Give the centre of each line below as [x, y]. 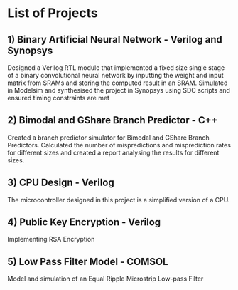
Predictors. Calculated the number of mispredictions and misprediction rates [119, 145]
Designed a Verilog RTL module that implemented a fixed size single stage [116, 68]
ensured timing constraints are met [59, 98]
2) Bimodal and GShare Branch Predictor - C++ [113, 120]
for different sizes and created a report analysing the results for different [113, 152]
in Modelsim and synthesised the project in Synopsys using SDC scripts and [119, 90]
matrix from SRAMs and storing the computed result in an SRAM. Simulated [118, 83]
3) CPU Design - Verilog [61, 183]
